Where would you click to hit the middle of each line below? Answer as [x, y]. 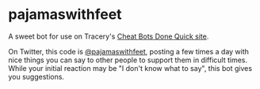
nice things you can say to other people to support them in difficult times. [128, 60]
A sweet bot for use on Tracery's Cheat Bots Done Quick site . [109, 36]
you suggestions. [36, 76]
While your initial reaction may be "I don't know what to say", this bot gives [130, 68]
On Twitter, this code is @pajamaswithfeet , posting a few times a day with [129, 51]
